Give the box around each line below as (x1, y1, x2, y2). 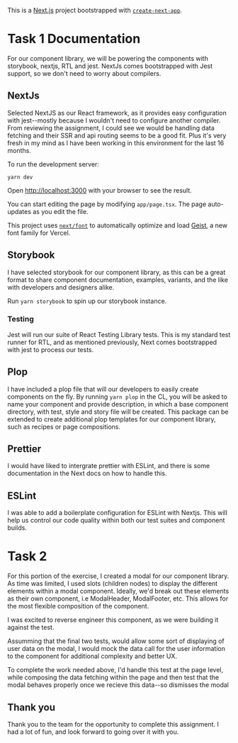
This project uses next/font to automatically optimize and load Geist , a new (7, 221, 228, 229)
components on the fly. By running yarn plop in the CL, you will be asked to (7, 392, 228, 401)
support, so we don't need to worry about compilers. (7, 69, 161, 77)
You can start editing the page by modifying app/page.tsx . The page (7, 200, 207, 208)
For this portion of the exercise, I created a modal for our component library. (7, 572, 229, 580)
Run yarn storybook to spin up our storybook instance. (7, 297, 167, 305)
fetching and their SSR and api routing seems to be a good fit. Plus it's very (7, 131, 227, 140)
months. (7, 146, 32, 154)
